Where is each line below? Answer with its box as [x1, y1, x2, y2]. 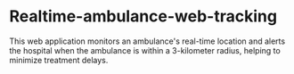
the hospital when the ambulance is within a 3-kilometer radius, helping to [9, 45, 281, 55]
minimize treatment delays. [9, 54, 109, 65]
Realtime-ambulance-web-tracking [9, 6, 278, 27]
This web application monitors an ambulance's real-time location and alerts [9, 36, 286, 46]
